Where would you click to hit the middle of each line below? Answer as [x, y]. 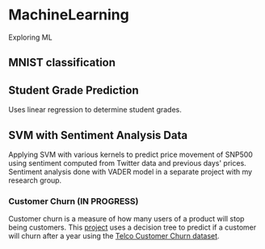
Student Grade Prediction [74, 90]
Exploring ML [30, 37]
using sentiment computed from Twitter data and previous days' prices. [127, 162]
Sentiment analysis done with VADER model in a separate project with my [130, 171]
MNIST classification [62, 63]
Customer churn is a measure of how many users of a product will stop [126, 219]
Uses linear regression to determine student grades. [95, 110]
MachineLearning [69, 15]
